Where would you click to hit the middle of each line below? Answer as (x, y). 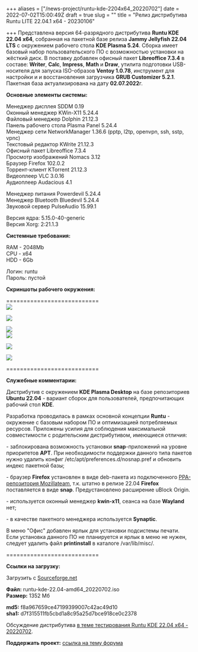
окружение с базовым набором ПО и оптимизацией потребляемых (92, 422)
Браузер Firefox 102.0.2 (36, 163)
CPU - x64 (19, 253)
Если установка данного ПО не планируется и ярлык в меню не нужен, (97, 537)
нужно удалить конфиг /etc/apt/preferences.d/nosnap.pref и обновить (94, 459)
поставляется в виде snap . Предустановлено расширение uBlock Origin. (98, 490)
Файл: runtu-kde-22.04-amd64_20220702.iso (63, 589)
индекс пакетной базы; (36, 466)
